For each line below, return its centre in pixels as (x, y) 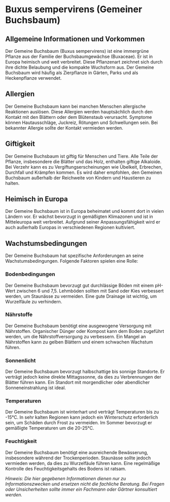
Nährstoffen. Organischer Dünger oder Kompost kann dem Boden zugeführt (85, 331)
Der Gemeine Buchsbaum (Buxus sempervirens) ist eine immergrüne (77, 51)
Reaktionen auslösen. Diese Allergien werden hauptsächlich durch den (79, 112)
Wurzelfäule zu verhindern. (34, 301)
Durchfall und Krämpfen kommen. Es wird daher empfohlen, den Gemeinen (84, 172)
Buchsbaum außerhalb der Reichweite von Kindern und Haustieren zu (78, 178)
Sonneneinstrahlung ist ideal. (36, 388)
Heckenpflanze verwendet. (33, 78)
